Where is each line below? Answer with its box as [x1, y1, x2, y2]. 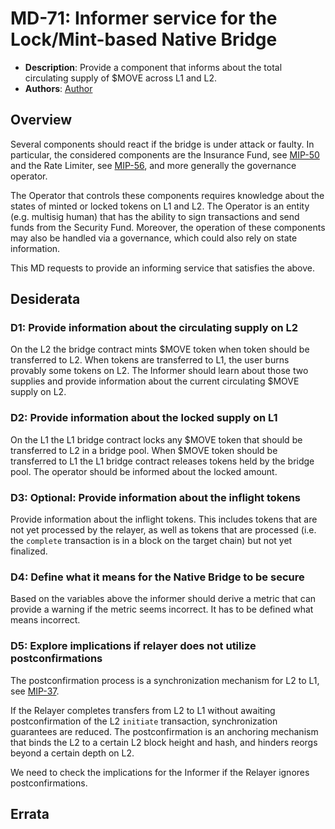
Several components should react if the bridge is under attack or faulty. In [10, 138, 315, 150]
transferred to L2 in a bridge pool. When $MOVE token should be [10, 444, 278, 456]
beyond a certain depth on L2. [10, 747, 135, 759]
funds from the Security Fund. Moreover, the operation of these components [10, 221, 326, 233]
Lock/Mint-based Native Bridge [10, 28, 278, 51]
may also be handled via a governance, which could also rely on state [10, 232, 298, 244]
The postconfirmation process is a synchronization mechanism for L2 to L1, [10, 674, 320, 686]
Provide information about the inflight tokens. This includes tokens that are [10, 513, 318, 526]
